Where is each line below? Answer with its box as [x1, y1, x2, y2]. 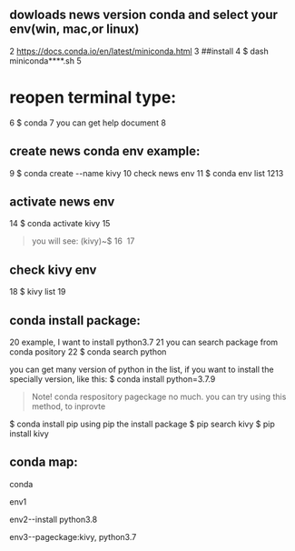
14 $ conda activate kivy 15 [9, 218, 111, 229]
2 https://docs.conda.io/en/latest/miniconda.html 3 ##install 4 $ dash [9, 45, 270, 56]
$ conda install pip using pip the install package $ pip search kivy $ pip [9, 418, 275, 429]
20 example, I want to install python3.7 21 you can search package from [9, 336, 279, 347]
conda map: [9, 455, 79, 470]
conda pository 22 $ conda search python [9, 346, 167, 357]
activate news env [9, 194, 115, 209]
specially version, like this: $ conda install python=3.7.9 [9, 374, 216, 385]
